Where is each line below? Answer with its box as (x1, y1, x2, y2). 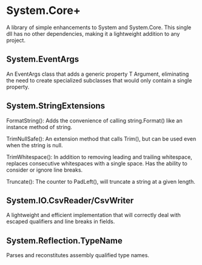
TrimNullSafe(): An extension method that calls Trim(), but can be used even (6, 135, 197, 143)
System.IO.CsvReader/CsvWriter (6, 195, 134, 206)
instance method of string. (6, 123, 73, 130)
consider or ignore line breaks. (6, 166, 83, 173)
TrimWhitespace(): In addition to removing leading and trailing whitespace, (6, 153, 192, 161)
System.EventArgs (6, 54, 79, 64)
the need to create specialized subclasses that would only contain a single (6, 76, 192, 84)
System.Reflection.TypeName (6, 235, 123, 246)
